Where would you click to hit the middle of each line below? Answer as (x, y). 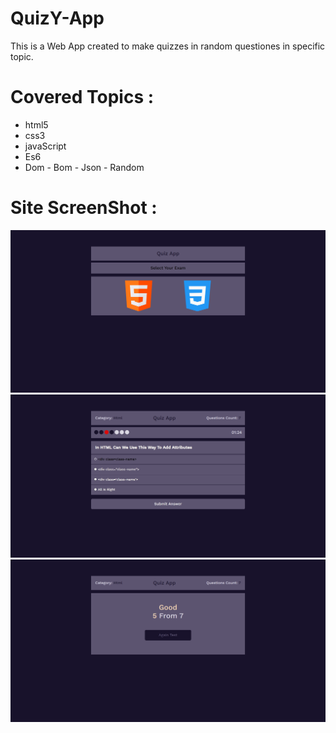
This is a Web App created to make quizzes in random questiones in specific (168, 46)
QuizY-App (57, 18)
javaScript (45, 146)
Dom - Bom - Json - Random (84, 167)
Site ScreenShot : (84, 208)
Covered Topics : (82, 97)
